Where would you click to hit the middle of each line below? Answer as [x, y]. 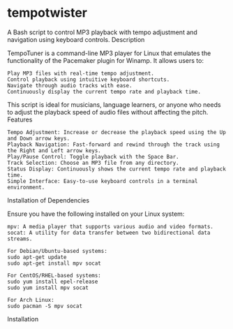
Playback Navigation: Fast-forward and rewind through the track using [113, 145]
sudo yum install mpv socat [48, 288]
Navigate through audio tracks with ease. [70, 85]
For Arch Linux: [31, 300]
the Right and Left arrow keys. [54, 151]
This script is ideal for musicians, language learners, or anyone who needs [114, 104]
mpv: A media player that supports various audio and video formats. [111, 226]
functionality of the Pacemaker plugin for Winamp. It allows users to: [106, 60]
